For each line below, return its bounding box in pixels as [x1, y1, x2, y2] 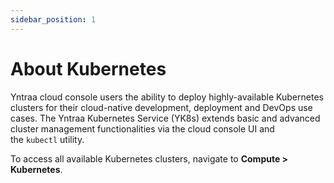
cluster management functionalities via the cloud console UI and [10, 122, 275, 135]
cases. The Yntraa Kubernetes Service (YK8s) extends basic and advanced [10, 112, 321, 124]
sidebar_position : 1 [10, 14, 97, 25]
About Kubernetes [10, 57, 167, 80]
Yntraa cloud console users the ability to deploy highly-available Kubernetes [10, 91, 324, 103]
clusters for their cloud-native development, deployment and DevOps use [10, 101, 313, 113]
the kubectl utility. [10, 133, 85, 145]
